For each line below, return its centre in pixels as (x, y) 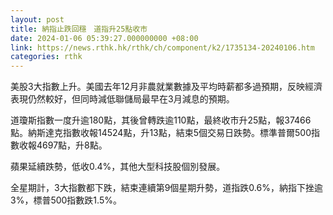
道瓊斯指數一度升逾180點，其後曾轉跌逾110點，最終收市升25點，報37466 (161, 120)
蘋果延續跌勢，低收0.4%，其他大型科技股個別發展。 (118, 167)
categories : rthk (46, 57)
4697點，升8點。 (72, 145)
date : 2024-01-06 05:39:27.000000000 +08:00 (104, 38)
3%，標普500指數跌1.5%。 (66, 200)
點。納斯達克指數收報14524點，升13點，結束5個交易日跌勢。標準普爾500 (161, 133)
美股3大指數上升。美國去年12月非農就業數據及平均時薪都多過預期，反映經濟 (166, 87)
